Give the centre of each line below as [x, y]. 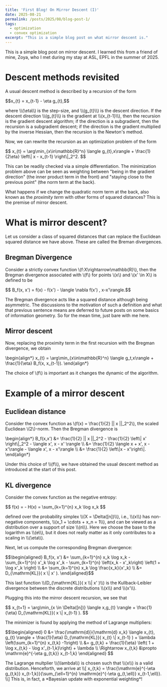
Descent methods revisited [62, 77]
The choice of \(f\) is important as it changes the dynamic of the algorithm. [82, 373]
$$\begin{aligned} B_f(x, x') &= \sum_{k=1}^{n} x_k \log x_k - [68, 557]
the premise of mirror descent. [37, 202]
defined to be [19, 280]
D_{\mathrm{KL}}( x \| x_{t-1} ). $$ [53, 613]
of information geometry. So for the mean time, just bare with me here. [78, 315]
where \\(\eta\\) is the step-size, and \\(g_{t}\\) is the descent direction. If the [83, 110]
